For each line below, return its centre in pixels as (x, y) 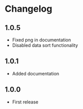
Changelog (29, 9)
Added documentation (36, 73)
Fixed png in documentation (41, 40)
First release (25, 102)
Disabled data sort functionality (45, 45)
